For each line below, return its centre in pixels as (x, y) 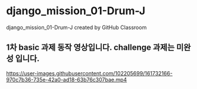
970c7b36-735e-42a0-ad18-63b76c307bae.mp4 (67, 80)
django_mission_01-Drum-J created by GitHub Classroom (76, 27)
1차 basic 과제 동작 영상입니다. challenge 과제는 (90, 48)
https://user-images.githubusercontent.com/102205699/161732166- (89, 73)
